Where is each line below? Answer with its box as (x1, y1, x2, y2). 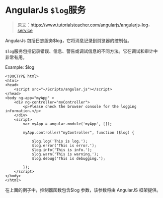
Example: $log (5, 64, 35, 70)
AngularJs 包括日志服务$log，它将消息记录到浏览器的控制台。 (5, 38, 132, 44)
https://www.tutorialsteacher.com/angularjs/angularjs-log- (30, 22, 151, 28)
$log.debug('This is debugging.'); (31, 156, 106, 161)
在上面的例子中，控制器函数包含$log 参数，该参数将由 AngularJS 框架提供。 (5, 187, 161, 193)
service (17, 27, 33, 33)
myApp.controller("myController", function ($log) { (23, 130, 135, 135)
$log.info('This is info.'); (31, 147, 92, 152)
